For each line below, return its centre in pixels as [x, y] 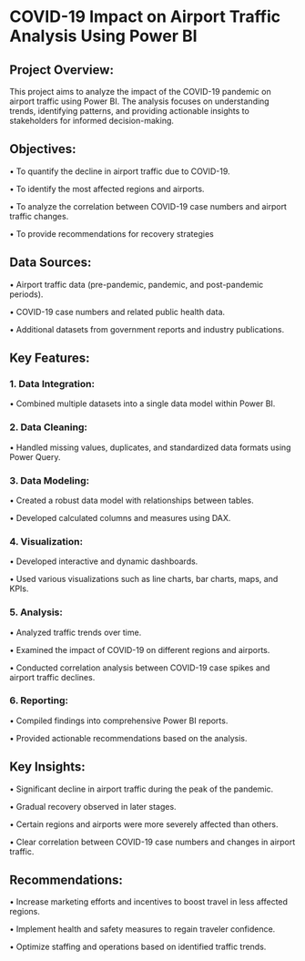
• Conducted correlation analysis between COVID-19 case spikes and [140, 668]
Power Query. [35, 456]
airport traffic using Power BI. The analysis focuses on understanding [140, 101]
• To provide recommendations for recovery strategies [112, 233]
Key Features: [50, 358]
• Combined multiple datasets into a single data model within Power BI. [142, 404]
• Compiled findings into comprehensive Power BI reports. [119, 721]
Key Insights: [48, 767]
